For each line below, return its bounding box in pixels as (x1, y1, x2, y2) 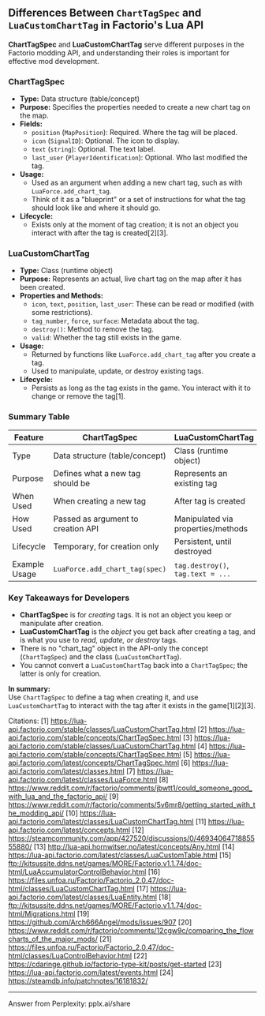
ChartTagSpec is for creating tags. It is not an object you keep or (19, 610, 233, 619)
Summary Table (8, 411, 70, 422)
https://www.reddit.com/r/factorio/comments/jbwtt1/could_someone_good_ (8, 783, 252, 793)
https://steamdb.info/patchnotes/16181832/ (8, 977, 148, 985)
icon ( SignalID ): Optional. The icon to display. (31, 136, 180, 145)
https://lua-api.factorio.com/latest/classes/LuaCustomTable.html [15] (8, 850, 232, 860)
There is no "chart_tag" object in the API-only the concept (19, 643, 209, 653)
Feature (14, 432, 44, 443)
